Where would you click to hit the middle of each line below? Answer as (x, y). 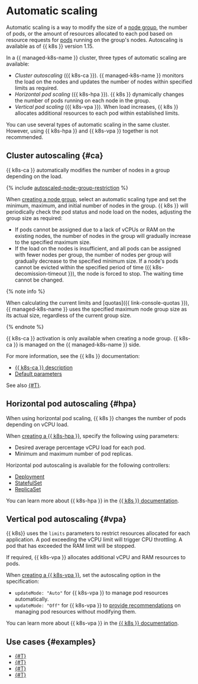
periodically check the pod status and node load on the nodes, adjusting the (99, 212)
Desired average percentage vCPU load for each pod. (80, 447)
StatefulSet (28, 483)
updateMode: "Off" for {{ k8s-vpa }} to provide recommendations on (98, 605)
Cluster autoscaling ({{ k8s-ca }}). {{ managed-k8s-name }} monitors (99, 75)
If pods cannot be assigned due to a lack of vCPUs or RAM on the (95, 230)
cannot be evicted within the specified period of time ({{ (83, 267)
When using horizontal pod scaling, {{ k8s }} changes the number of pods (96, 418)
